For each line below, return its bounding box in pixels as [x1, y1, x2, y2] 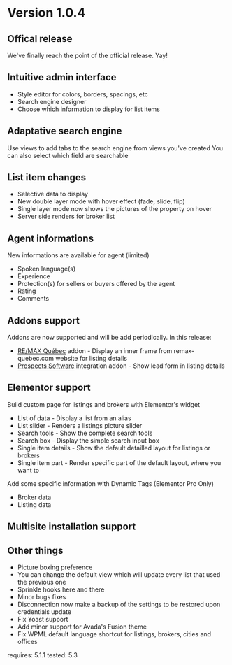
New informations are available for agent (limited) [7, 251, 150, 259]
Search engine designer [17, 97, 87, 106]
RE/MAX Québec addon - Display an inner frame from [17, 347, 173, 355]
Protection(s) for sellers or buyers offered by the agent [17, 280, 175, 288]
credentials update [17, 608, 72, 616]
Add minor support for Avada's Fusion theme [17, 622, 147, 631]
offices [17, 638, 38, 646]
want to [17, 466, 40, 474]
